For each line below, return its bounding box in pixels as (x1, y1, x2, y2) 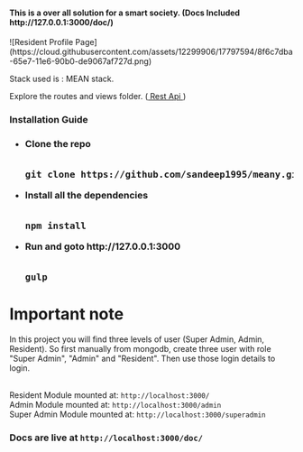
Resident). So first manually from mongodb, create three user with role (9, 343, 272, 354)
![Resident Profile (9, 37, 74, 48)
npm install (24, 220, 87, 232)
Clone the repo (24, 138, 92, 151)
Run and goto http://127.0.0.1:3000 (24, 240, 181, 253)
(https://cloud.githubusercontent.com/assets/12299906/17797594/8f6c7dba (9, 46, 293, 58)
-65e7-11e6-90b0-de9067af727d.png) (9, 56, 152, 67)
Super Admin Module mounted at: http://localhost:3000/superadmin (9, 409, 266, 420)
